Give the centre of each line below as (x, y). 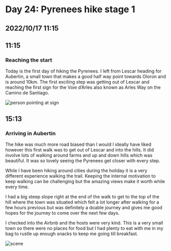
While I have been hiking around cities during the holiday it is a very (76, 170)
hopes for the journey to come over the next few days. (63, 213)
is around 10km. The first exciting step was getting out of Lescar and (77, 82)
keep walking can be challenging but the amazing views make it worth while (85, 181)
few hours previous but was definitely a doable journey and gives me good (84, 207)
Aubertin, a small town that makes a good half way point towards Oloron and (86, 77)
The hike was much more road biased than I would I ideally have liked (78, 144)
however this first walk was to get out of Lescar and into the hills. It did (80, 149)
